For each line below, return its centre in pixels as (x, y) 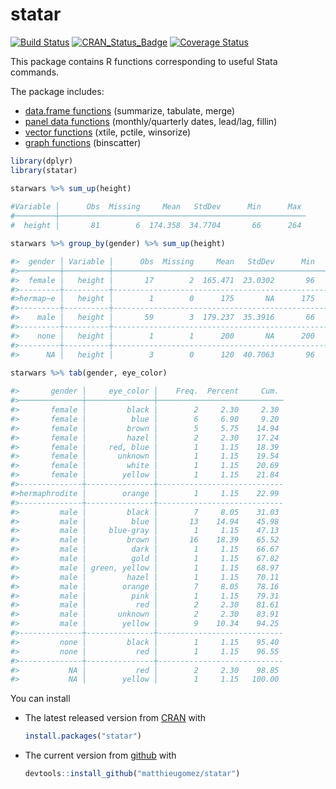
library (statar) (44, 170)
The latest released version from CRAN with (115, 718)
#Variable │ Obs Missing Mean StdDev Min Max (156, 207)
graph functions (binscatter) (83, 142)
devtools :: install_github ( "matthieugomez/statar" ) (132, 774)
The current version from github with (100, 755)
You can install (40, 699)
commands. (35, 72)
